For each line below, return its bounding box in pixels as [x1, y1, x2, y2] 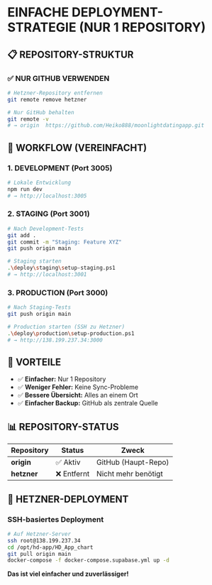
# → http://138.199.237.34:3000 [7, 337, 103, 344]
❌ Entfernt [55, 469, 90, 479]
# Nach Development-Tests [7, 225, 84, 232]
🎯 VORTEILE [7, 356, 62, 368]
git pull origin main [7, 550, 72, 557]
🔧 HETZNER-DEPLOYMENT [7, 493, 129, 505]
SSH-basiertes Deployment [7, 514, 104, 524]
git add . [7, 231, 37, 239]
